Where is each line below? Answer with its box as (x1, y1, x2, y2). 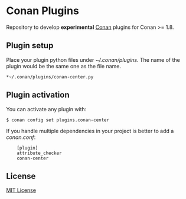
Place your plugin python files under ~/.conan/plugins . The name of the (6, 56, 180, 63)
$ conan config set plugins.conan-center (6, 117, 110, 123)
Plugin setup (6, 41, 54, 51)
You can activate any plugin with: (6, 105, 87, 112)
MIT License (6, 187, 37, 194)
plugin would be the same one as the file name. (6, 62, 122, 69)
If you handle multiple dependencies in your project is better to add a (6, 127, 174, 134)
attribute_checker (17, 150, 62, 156)
